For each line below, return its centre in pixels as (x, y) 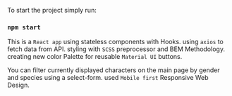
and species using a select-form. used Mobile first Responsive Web (108, 78)
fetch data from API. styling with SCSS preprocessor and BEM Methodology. (116, 49)
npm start (24, 27)
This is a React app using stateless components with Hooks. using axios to (115, 42)
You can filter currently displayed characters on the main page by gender (114, 70)
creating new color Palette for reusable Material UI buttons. (95, 57)
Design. (18, 85)
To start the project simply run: (52, 10)
